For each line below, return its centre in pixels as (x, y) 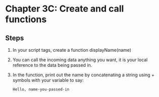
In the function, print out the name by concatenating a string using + (84, 75)
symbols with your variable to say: (48, 80)
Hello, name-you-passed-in (41, 89)
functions (26, 19)
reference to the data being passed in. (52, 65)
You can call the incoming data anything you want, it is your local (80, 60)
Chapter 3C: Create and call (65, 9)
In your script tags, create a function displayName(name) (72, 50)
